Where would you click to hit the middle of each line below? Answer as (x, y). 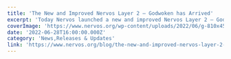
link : (15, 45)
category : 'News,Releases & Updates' (61, 39)
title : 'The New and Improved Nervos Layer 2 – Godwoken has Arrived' (110, 13)
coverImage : (24, 26)
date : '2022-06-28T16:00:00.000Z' (57, 32)
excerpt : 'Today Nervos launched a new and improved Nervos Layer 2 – (110, 20)
